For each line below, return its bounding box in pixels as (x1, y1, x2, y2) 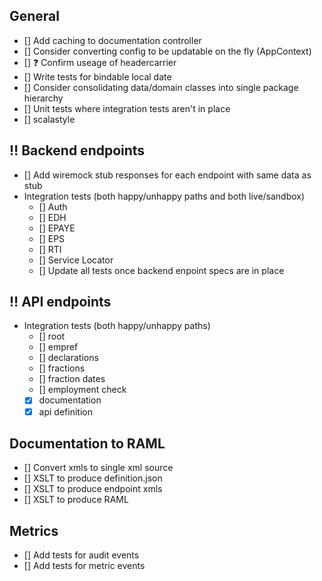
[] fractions (38, 362, 86, 374)
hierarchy (23, 92, 64, 104)
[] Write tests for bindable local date (23, 70, 172, 83)
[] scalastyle (23, 113, 76, 125)
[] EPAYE (38, 222, 76, 234)
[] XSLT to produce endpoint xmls (23, 483, 163, 495)
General (9, 8, 61, 25)
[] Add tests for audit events (23, 549, 140, 561)
